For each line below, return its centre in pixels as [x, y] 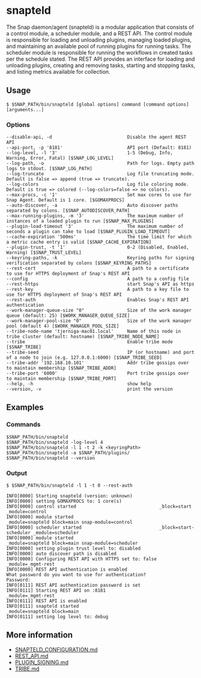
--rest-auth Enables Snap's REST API [97, 300]
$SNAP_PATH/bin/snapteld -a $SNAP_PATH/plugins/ [68, 453]
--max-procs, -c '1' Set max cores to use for [99, 195]
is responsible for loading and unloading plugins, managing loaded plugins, [99, 40]
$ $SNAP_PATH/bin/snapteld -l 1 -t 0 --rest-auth [70, 486]
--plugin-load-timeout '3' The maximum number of [95, 226]
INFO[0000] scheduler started [44, 528]
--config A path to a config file [97, 279]
